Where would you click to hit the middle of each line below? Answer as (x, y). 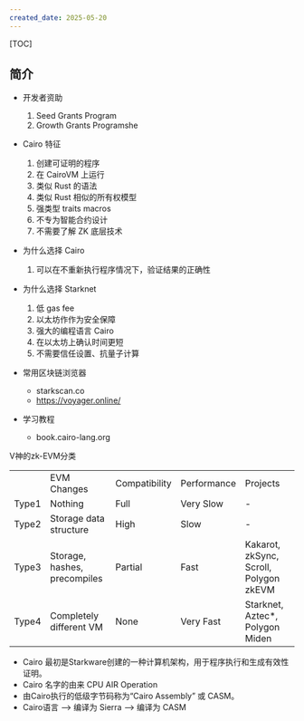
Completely (74, 616)
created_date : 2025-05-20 (58, 18)
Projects (262, 484)
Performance (209, 484)
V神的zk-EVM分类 (43, 456)
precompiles (76, 579)
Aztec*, (261, 616)
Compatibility (143, 484)
